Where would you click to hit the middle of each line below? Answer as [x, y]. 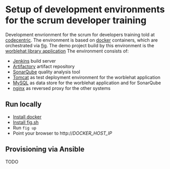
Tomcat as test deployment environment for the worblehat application [87, 77]
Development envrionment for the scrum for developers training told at [80, 34]
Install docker [27, 117]
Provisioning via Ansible [45, 149]
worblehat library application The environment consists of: [67, 51]
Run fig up [25, 127]
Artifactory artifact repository [44, 66]
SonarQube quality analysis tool [46, 72]
